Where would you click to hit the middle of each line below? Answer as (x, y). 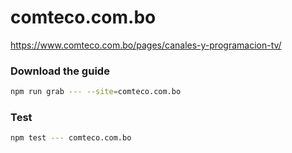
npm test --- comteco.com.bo (71, 138)
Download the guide (60, 71)
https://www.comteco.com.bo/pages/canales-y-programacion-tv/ (146, 45)
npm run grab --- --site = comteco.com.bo (96, 92)
